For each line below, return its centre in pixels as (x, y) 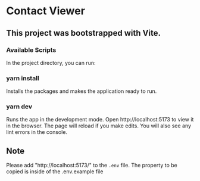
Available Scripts (31, 50)
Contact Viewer (46, 11)
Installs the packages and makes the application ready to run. (82, 91)
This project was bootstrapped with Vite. (83, 33)
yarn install (23, 78)
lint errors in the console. (37, 132)
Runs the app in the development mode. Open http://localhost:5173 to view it (100, 120)
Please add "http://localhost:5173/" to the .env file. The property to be (92, 166)
